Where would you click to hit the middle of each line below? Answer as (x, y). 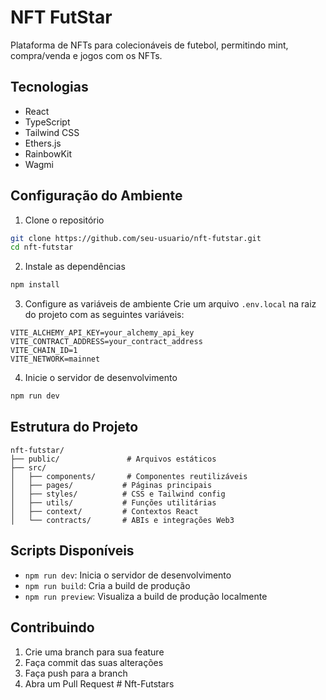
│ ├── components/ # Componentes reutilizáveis (129, 476)
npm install (35, 285)
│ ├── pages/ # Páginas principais (111, 485)
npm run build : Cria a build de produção (107, 585)
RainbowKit (48, 153)
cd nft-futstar (42, 247)
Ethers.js (43, 143)
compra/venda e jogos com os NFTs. (86, 55)
